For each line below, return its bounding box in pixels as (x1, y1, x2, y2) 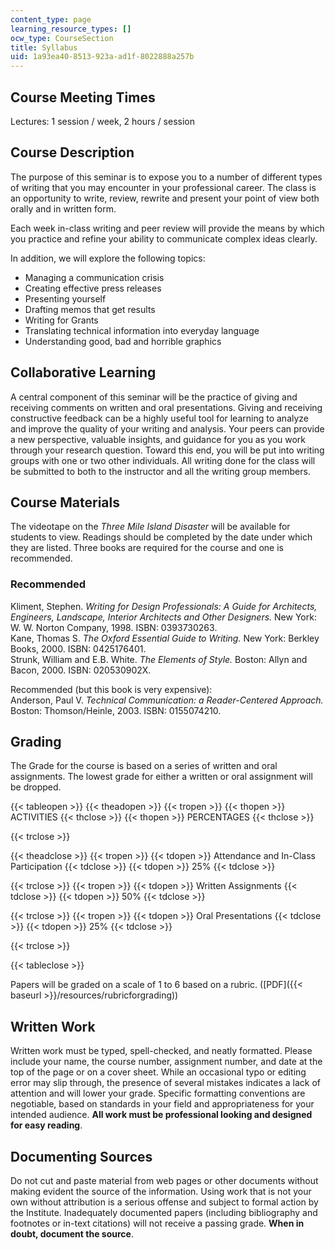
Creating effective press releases (24, 282, 162, 294)
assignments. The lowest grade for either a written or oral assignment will (10, 771, 313, 783)
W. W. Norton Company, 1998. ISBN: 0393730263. (10, 621, 218, 633)
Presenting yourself (24, 292, 107, 305)
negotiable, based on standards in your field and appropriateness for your (10, 1098, 315, 1110)
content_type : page (10, 14, 92, 25)
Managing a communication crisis (24, 271, 165, 283)
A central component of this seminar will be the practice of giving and (10, 391, 298, 403)
